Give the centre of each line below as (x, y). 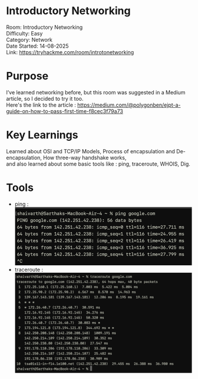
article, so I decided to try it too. (45, 98)
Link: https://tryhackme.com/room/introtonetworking (70, 52)
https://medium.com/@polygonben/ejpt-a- (129, 105)
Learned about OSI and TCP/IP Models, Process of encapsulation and (91, 151)
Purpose (27, 76)
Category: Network (29, 39)
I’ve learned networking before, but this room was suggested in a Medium (96, 92)
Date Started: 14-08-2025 (37, 46)
